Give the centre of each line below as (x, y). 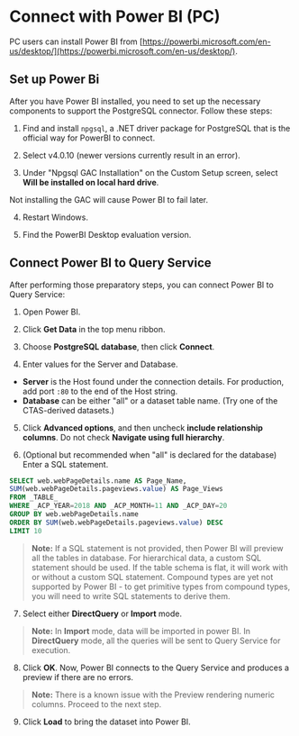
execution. (51, 650)
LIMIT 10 (26, 531)
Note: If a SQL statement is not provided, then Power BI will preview (157, 548)
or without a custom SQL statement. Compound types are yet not (152, 577)
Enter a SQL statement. (65, 464)
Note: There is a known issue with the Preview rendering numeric (153, 695)
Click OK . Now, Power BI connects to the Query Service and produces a (156, 668)
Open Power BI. (51, 312)
